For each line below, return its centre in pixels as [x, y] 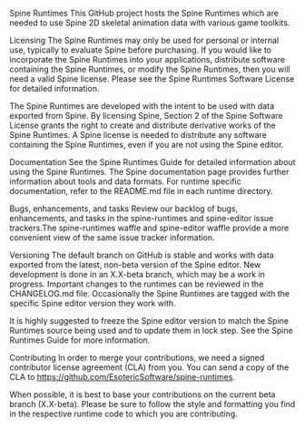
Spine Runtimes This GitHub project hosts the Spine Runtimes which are [144, 13]
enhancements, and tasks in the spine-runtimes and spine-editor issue [142, 218]
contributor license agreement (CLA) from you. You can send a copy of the [149, 367]
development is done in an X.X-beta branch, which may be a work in [137, 274]
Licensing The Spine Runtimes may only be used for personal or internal [144, 40]
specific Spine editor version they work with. [93, 303]
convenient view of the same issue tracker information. [112, 238]
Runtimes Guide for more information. [80, 340]
